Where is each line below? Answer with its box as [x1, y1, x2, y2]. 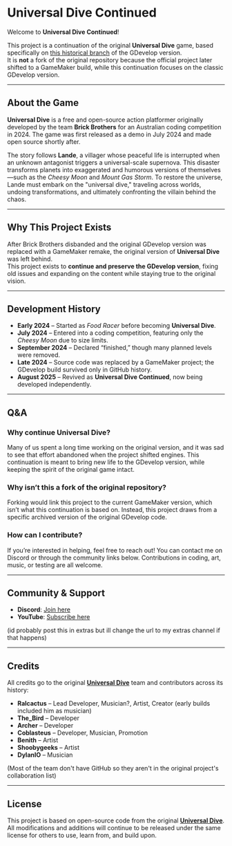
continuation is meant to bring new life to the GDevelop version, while [7, 458, 205, 466]
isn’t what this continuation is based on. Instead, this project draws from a [7, 506, 217, 514]
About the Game [7, 97, 79, 109]
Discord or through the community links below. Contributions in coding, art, [7, 553, 221, 562]
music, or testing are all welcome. [7, 560, 103, 569]
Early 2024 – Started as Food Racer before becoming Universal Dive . [17, 322, 216, 330]
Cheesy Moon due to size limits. [17, 336, 108, 344]
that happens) [7, 634, 47, 642]
